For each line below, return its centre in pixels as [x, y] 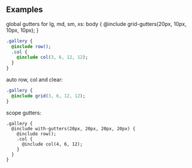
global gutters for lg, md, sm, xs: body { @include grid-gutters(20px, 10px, [96, 24]
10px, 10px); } [23, 30]
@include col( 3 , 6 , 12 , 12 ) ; [52, 57]
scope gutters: [24, 113]
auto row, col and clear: [34, 80]
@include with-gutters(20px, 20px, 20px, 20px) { [73, 129]
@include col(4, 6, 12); [52, 144]
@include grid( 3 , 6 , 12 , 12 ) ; [48, 96]
